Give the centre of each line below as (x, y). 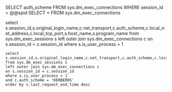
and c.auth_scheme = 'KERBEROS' (40, 80)
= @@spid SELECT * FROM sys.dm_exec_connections (63, 13)
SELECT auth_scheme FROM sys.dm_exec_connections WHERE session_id (84, 7)
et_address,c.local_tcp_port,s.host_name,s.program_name (67, 33)
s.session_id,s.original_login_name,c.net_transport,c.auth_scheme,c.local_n (85, 28)
